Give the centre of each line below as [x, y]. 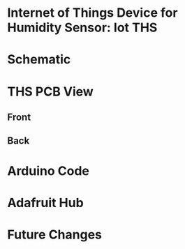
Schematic [39, 60]
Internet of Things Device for [92, 13]
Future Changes [55, 234]
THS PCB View [51, 91]
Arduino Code [48, 171]
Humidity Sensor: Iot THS [82, 28]
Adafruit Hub [45, 203]
